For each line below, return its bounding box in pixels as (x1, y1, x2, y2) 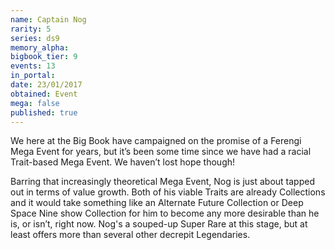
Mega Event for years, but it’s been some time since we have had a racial (10, 146, 312, 158)
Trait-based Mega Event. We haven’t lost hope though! (10, 156, 236, 168)
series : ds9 (10, 33, 60, 43)
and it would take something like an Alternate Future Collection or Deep (10, 197, 304, 209)
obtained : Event (10, 89, 78, 99)
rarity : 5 (10, 24, 52, 34)
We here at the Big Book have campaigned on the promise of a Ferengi (10, 135, 302, 147)
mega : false (10, 98, 60, 108)
